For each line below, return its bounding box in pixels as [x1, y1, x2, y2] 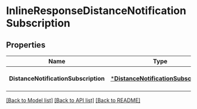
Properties [6, 40, 46, 50]
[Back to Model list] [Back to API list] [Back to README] [6, 97, 141, 104]
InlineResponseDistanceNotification [6, 4, 186, 18]
